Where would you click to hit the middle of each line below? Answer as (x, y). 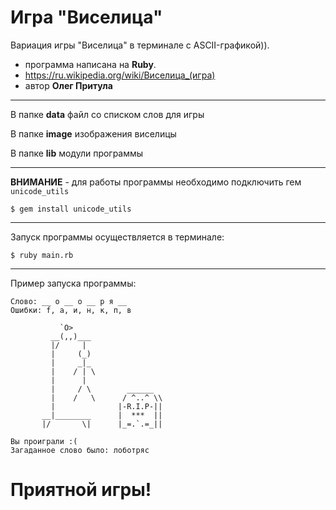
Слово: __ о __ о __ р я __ (69, 301)
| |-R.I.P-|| (106, 406)
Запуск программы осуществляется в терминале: (117, 237)
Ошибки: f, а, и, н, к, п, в (71, 310)
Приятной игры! (81, 490)
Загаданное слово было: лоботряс (80, 450)
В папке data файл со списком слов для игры (107, 114)
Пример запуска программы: (73, 283)
